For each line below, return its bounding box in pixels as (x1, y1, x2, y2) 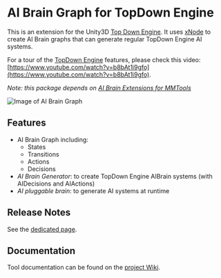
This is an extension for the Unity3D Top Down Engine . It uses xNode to (7, 28, 211, 36)
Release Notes (7, 207, 71, 219)
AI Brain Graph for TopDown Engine (7, 5, 214, 21)
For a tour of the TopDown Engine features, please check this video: (7, 55, 201, 63)
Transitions (27, 150, 60, 158)
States (27, 143, 46, 151)
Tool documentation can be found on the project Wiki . (7, 264, 161, 272)
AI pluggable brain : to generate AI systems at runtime (17, 186, 170, 195)
